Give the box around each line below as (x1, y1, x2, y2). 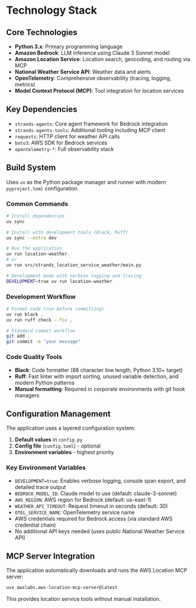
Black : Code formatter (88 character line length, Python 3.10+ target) (14, 366, 183, 373)
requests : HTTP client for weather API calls (14, 133, 120, 140)
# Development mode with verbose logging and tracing (6, 273, 142, 279)
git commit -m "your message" (6, 339, 81, 345)
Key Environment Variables (6, 464, 86, 472)
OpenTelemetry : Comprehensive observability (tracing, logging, (14, 75, 172, 81)
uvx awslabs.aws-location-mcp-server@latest (6, 585, 118, 591)
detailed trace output (14, 483, 66, 490)
